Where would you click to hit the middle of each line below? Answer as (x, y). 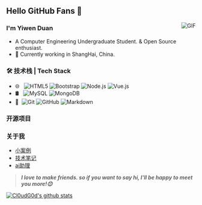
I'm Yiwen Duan (30, 28)
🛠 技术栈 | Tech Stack (38, 71)
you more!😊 (37, 184)
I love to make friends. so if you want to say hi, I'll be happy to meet (107, 177)
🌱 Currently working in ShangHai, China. (65, 54)
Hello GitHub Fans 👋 (44, 11)
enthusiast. (29, 47)
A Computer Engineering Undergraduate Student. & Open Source (96, 41)
